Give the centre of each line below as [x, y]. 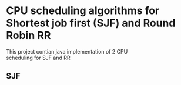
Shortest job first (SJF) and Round [91, 23]
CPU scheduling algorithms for [83, 11]
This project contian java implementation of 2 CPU [67, 51]
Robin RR [29, 36]
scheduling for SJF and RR [38, 58]
